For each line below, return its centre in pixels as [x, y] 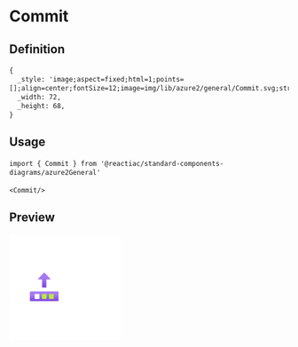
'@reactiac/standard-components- [162, 163]
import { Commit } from [53, 163]
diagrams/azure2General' [55, 172]
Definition [37, 49]
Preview [32, 218]
